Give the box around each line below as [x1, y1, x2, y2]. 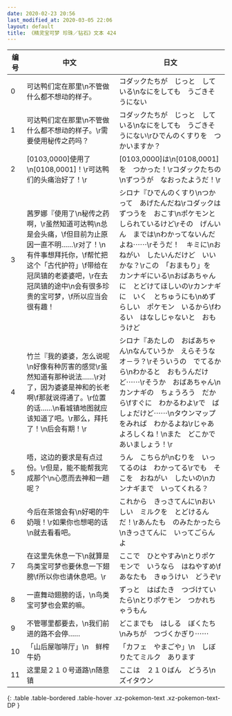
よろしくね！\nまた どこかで [119, 430, 216, 439]
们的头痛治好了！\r [26, 175, 88, 185]
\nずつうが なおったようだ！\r [119, 175, 221, 185]
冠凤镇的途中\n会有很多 [26, 282, 103, 291]
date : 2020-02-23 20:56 [7, 10, 76, 17]
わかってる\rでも [153, 463, 207, 472]
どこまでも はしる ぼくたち [119, 618, 216, 628]
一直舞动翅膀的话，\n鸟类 [26, 590, 110, 600]
